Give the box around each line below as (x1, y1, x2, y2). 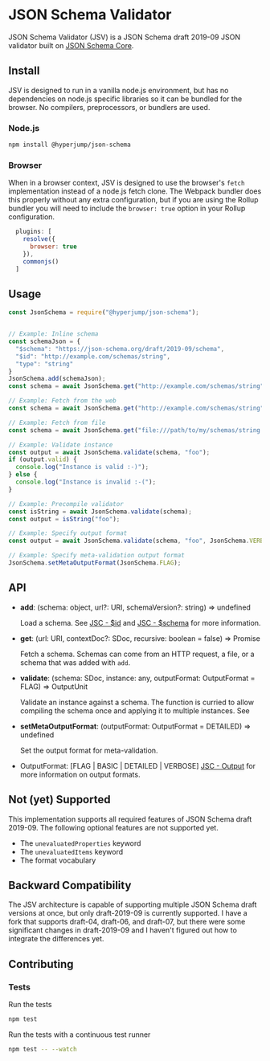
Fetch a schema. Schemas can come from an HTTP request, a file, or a (19, 649, 255, 659)
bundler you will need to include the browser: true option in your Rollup (8, 203, 246, 214)
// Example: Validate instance (8, 440, 113, 449)
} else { (8, 471, 38, 479)
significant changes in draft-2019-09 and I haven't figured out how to (8, 925, 237, 935)
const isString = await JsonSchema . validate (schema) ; (8, 508, 193, 516)
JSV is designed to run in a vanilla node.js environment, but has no (8, 85, 229, 95)
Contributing (8, 957, 74, 971)
